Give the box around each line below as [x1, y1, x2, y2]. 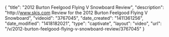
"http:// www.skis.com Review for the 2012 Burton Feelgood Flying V [5, 10, 148, 16]
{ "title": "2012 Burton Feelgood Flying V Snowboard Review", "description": [5, 5, 164, 10]
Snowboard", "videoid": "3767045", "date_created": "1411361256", [5, 15, 143, 21]
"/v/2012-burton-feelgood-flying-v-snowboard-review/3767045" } [5, 26, 145, 32]
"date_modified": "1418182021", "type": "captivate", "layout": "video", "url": [5, 20, 162, 26]
